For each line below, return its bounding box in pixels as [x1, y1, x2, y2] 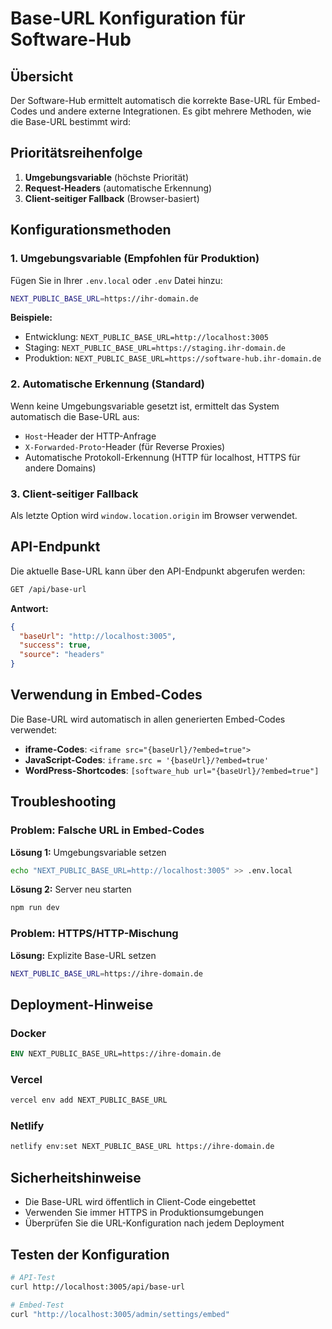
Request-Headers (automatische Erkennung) [24, 182, 213, 194]
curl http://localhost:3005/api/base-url [10, 1282, 186, 1292]
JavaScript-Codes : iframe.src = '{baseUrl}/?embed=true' [24, 753, 270, 766]
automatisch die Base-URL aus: [10, 410, 140, 422]
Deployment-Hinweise [10, 996, 154, 1013]
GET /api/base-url [10, 584, 87, 594]
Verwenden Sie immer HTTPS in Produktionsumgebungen [24, 1207, 264, 1219]
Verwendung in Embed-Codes [10, 687, 203, 704]
